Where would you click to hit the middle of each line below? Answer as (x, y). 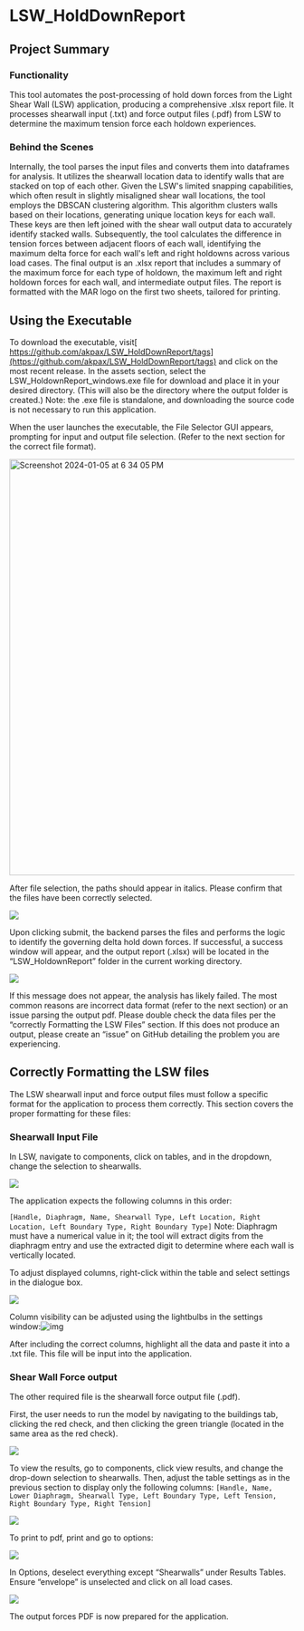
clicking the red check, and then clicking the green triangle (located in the (147, 1424)
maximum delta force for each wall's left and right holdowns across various (150, 254)
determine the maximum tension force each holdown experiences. (133, 123)
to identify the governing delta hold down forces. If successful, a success (146, 941)
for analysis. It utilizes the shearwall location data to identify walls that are (147, 177)
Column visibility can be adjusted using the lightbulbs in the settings (136, 1317)
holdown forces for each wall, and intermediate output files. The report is (146, 283)
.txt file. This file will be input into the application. (101, 1354)
